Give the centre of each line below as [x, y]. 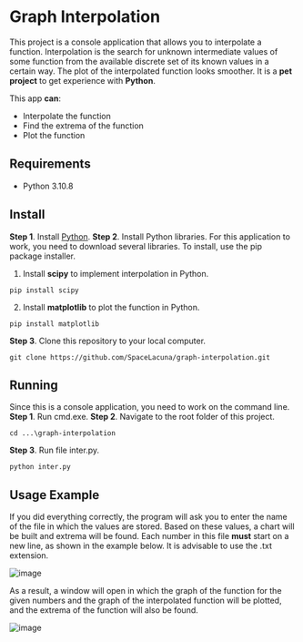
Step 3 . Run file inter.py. [55, 450]
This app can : [35, 98]
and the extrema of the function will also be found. [104, 610]
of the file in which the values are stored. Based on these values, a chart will [152, 526]
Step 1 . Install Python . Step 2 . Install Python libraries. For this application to [150, 236]
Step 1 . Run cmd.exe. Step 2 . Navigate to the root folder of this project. [142, 417]
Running [34, 385]
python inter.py [40, 467]
